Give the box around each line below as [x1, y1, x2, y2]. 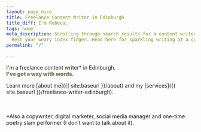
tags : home [6, 25, 33, 32]
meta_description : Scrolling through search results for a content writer [6, 31, 197, 37]
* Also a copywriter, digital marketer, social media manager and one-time [6, 112, 185, 120]
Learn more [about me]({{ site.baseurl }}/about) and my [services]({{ [6, 82, 176, 89]
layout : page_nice [6, 8, 52, 15]
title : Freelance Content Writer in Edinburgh [6, 14, 124, 20]
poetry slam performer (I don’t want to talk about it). [6, 119, 135, 126]
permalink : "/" [6, 43, 44, 49]
